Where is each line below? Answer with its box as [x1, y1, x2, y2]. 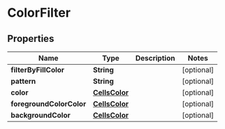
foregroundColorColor [10, 99, 87, 109]
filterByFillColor [10, 65, 65, 75]
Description [135, 54, 175, 63]
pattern [10, 77, 36, 86]
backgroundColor [10, 110, 71, 120]
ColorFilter [7, 5, 71, 21]
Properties [7, 33, 55, 45]
